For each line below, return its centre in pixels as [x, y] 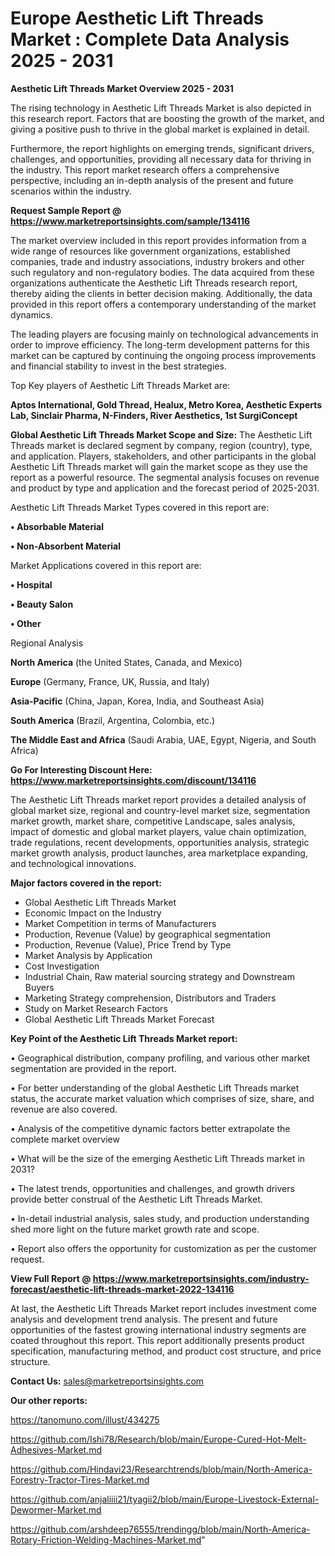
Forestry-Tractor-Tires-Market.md [80, 1479]
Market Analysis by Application [88, 955]
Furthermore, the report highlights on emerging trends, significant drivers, [162, 148]
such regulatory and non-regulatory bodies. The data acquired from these [162, 272]
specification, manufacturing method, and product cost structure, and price [166, 1351]
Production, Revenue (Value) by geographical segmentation [148, 934]
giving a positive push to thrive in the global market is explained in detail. [160, 129]
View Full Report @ [51, 1278]
